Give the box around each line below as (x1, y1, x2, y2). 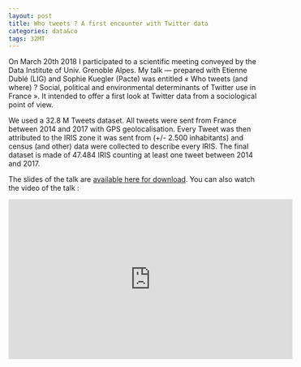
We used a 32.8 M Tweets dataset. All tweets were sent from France (8, 115, 237, 126)
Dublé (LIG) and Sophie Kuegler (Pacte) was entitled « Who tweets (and (8, 74, 248, 84)
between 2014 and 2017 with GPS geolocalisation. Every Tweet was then (8, 124, 252, 134)
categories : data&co (8, 27, 79, 35)
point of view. (8, 100, 54, 110)
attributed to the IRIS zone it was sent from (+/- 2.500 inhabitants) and (8, 133, 244, 143)
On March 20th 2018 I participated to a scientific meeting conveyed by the (8, 57, 257, 67)
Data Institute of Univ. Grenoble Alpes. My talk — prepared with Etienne (8, 66, 247, 76)
